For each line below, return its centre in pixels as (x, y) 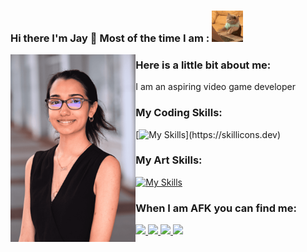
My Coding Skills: (179, 113)
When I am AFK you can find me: (216, 208)
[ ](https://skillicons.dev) (208, 134)
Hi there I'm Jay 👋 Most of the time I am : (110, 38)
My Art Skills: (169, 160)
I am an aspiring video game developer (216, 87)
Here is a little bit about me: (203, 65)
